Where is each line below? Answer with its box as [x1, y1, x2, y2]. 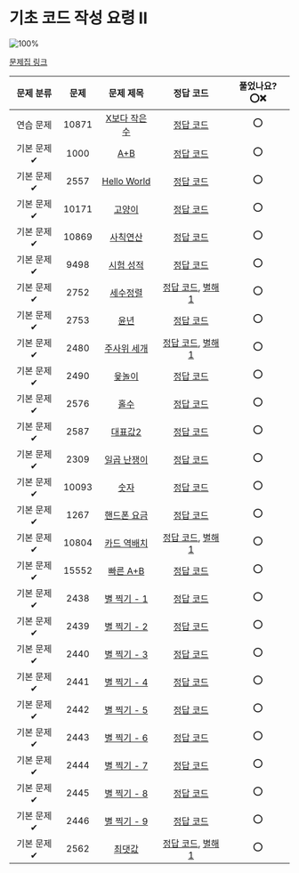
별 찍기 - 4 [104, 675, 149, 688]
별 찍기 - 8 [104, 787, 149, 799]
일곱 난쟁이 [104, 453, 149, 465]
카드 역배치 [104, 537, 149, 549]
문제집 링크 [9, 56, 48, 67]
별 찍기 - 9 [104, 815, 149, 828]
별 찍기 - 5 [104, 704, 149, 716]
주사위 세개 [104, 342, 149, 354]
